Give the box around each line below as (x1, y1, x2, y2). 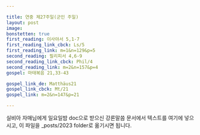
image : (6, 25, 23, 31)
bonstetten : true (6, 31, 50, 37)
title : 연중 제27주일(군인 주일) (6, 14, 79, 20)
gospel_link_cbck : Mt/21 (6, 86, 69, 92)
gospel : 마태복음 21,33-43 (6, 70, 69, 76)
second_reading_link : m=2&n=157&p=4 (6, 64, 98, 70)
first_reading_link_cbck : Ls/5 (6, 42, 85, 48)
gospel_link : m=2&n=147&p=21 (6, 92, 80, 98)
